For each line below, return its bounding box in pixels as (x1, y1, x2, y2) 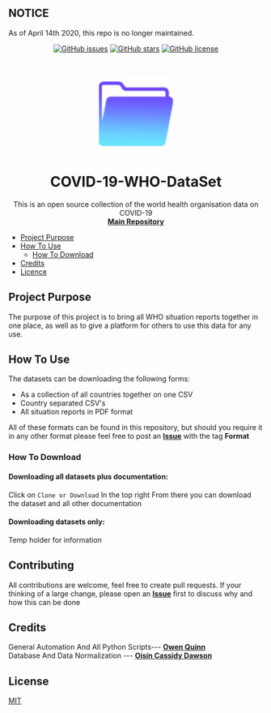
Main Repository (108, 217, 164, 226)
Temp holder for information (8, 535, 103, 544)
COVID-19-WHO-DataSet (49, 173, 222, 191)
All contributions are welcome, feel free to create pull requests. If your (8, 580, 242, 590)
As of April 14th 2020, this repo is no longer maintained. (8, 28, 194, 37)
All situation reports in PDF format (19, 407, 133, 417)
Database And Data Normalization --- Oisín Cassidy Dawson (8, 651, 213, 660)
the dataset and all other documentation (8, 498, 142, 508)
